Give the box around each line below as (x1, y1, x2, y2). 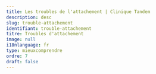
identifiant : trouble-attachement (6, 25, 92, 32)
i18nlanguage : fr (6, 42, 49, 48)
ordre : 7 (6, 53, 28, 59)
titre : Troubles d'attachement (6, 31, 84, 37)
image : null (6, 36, 36, 42)
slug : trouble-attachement (6, 20, 73, 26)
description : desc (6, 14, 52, 20)
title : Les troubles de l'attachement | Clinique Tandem (6, 8, 151, 15)
